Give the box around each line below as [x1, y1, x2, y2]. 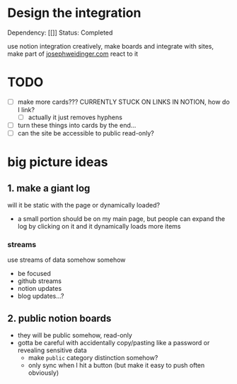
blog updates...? [17, 292, 64, 301]
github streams [17, 277, 62, 285]
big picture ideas [7, 154, 108, 170]
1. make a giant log [7, 182, 91, 194]
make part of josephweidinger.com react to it [7, 49, 139, 58]
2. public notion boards [7, 312, 112, 324]
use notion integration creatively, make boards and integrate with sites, [7, 42, 214, 50]
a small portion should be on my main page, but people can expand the [17, 215, 225, 223]
